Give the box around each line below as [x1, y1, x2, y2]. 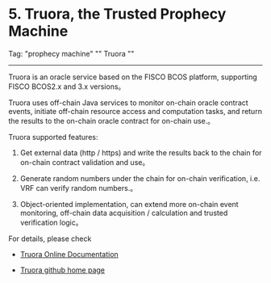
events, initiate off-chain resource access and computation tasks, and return [8, 106, 262, 116]
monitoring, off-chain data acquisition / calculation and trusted [19, 208, 228, 218]
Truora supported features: [8, 132, 98, 141]
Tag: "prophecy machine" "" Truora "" [8, 49, 135, 58]
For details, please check [8, 234, 92, 243]
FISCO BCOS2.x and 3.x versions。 [8, 82, 126, 91]
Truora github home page [19, 264, 106, 275]
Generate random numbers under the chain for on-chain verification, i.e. [19, 173, 261, 183]
